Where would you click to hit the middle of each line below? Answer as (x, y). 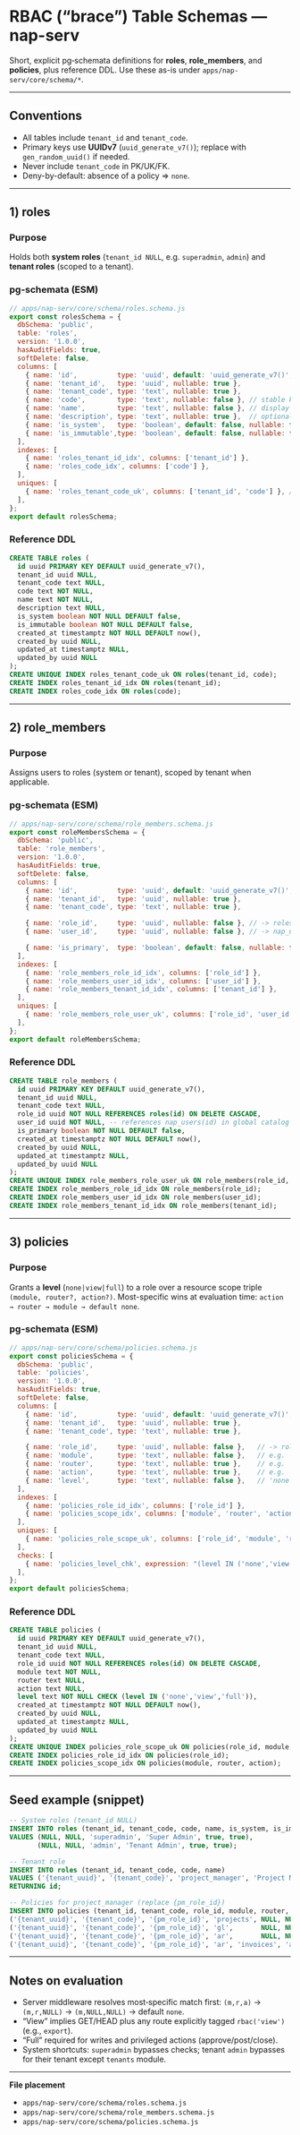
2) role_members (58, 728)
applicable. (29, 782)
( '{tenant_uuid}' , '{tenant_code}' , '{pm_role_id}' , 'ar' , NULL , (145, 1936)
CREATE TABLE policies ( (55, 1630)
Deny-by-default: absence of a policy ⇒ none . (106, 176)
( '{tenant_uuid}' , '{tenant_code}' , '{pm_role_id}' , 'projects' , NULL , (145, 1919)
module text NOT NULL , (59, 1672)
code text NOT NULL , (55, 592)
